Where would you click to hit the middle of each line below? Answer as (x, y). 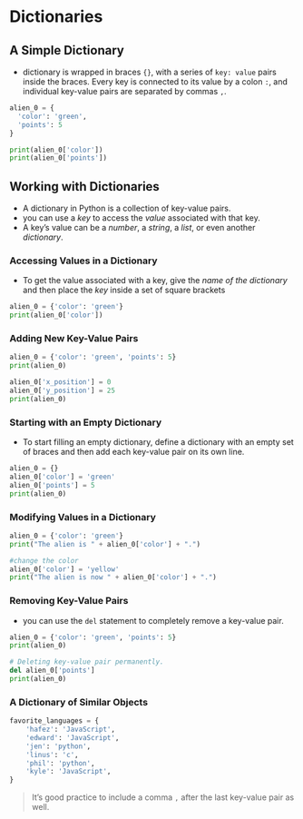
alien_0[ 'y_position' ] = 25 (63, 391)
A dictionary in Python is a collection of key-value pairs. (127, 208)
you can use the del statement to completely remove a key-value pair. (153, 620)
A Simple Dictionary (67, 50)
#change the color (44, 560)
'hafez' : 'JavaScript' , (71, 730)
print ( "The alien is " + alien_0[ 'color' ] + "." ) (105, 544)
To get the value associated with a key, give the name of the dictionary (155, 281)
